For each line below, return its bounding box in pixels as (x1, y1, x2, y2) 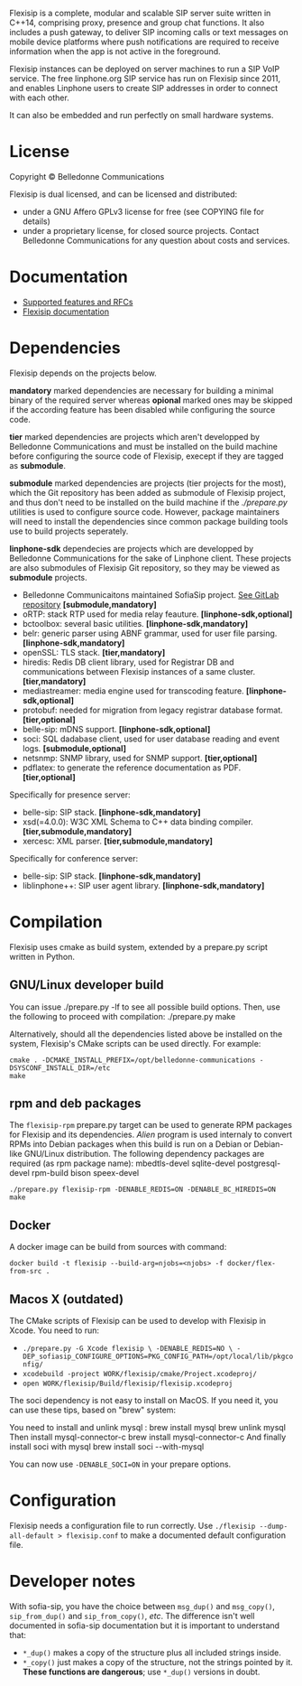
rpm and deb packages (9, 1095, 142, 1111)
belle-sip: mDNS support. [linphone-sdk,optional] (22, 723, 211, 734)
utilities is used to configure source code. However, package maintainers (9, 506, 280, 517)
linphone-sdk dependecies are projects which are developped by (9, 543, 254, 554)
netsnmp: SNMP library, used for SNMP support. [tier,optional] (22, 752, 258, 763)
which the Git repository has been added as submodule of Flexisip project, (9, 487, 286, 498)
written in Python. (9, 951, 75, 962)
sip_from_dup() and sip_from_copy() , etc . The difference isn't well (9, 1610, 255, 1621)
